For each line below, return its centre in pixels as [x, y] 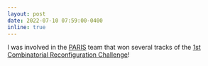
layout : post [27, 14]
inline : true [27, 27]
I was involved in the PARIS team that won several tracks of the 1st [104, 48]
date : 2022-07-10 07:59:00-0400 [55, 21]
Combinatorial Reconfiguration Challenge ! [69, 55]
